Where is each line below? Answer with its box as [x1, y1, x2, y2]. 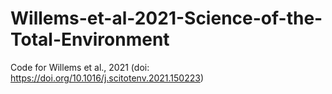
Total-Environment [10, 28, 170, 51]
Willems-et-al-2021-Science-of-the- [10, 7, 323, 30]
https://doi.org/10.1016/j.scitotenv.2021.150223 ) [10, 72, 205, 84]
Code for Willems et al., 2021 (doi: [10, 61, 150, 73]
